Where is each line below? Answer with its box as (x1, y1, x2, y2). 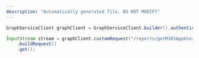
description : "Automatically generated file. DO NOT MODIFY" (6, 8, 161, 15)
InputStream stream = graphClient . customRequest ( (6, 36, 131, 41)
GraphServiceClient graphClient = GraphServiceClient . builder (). (6, 25, 171, 31)
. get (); (17, 47, 36, 53)
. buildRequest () (17, 41, 57, 47)
